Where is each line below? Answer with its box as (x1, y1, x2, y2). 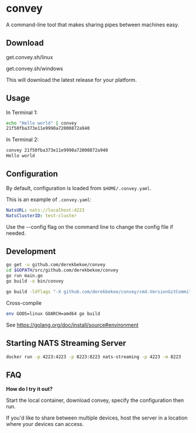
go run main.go (6, 273, 43, 279)
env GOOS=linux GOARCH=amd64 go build (6, 311, 100, 317)
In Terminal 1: (6, 109, 38, 116)
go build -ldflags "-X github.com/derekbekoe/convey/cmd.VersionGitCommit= (6, 288, 194, 294)
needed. (6, 229, 26, 236)
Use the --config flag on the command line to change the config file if (6, 223, 173, 230)
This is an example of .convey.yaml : (6, 195, 92, 203)
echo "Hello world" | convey (6, 120, 77, 126)
